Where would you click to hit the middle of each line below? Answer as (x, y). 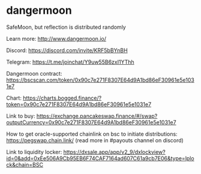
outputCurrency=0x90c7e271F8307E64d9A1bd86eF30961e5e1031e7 (91, 122)
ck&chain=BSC (25, 164)
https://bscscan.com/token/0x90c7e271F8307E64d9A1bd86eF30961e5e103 (100, 80)
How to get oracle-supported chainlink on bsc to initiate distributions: (92, 134)
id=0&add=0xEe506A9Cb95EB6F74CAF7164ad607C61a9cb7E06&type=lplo (100, 158)
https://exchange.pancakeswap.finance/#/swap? (97, 116)
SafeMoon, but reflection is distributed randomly (66, 27)
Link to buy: (21, 116)
